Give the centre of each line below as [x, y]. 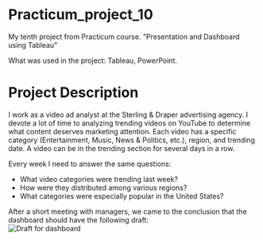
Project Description [73, 93]
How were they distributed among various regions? [103, 188]
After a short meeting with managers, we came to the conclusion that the [128, 211]
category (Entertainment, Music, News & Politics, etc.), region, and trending [132, 140]
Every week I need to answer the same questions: [90, 164]
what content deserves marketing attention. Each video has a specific [122, 131]
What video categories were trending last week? [99, 179]
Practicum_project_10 [81, 15]
